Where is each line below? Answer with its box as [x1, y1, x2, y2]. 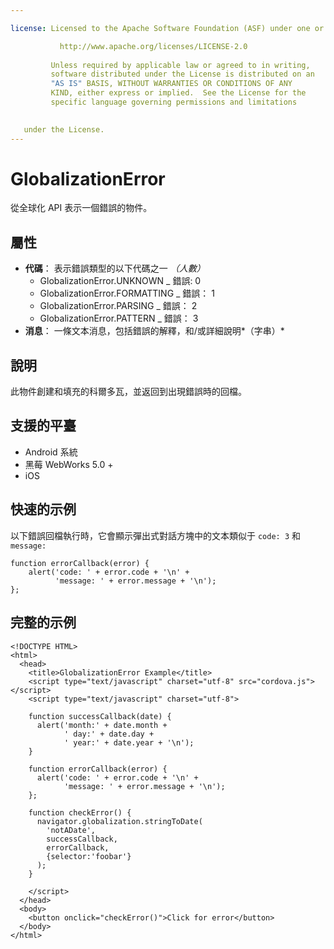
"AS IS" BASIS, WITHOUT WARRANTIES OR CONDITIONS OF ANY [50, 79, 293, 89]
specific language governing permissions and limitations [50, 97, 298, 107]
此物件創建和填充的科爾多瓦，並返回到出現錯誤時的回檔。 [10, 386, 247, 398]
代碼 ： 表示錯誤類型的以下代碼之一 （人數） [24, 262, 206, 275]
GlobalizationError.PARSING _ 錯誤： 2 [39, 300, 198, 312]
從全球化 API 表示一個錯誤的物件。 [10, 202, 153, 214]
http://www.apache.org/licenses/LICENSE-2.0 [59, 41, 248, 51]
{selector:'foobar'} [46, 851, 132, 861]
